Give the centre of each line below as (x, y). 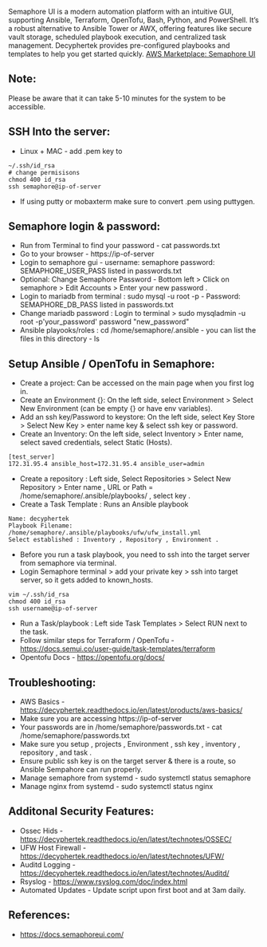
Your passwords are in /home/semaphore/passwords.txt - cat (121, 727)
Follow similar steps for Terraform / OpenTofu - (97, 641)
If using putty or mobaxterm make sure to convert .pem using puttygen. (137, 201)
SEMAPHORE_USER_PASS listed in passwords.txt (100, 271)
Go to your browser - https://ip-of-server (87, 254)
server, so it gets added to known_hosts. (86, 580)
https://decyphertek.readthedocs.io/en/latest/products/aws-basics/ (131, 710)
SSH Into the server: (59, 132)
